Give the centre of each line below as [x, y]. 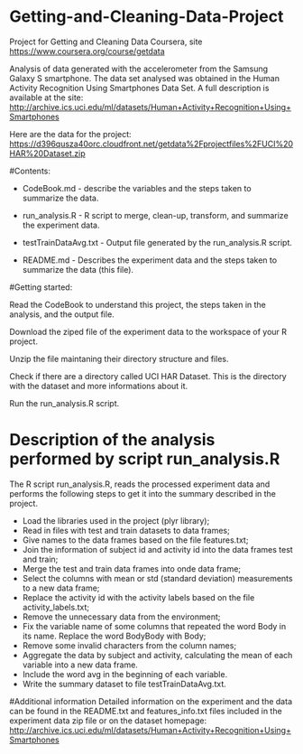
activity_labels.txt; [56, 607]
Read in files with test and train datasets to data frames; [126, 530]
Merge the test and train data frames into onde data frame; [132, 568]
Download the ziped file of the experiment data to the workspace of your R [148, 331]
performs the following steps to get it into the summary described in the [143, 493]
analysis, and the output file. [62, 314]
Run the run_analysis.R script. [64, 403]
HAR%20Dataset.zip [47, 153]
